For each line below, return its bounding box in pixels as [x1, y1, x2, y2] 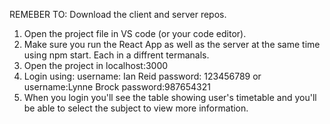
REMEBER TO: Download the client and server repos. [9, 9, 227, 20]
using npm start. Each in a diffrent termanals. [23, 49, 210, 61]
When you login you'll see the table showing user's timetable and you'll [23, 92, 317, 103]
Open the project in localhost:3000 [23, 60, 169, 71]
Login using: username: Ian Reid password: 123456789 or [23, 70, 262, 82]
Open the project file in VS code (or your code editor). [23, 28, 247, 39]
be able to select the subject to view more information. [23, 102, 249, 114]
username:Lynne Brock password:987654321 [23, 81, 211, 93]
